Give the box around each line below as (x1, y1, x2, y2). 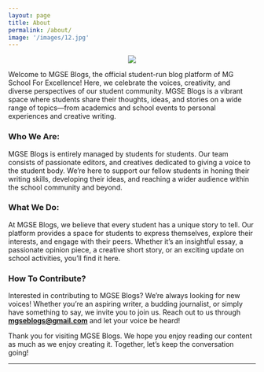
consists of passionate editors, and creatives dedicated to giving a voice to (8, 157, 251, 167)
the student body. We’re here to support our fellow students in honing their (8, 166, 250, 175)
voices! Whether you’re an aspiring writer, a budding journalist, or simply (8, 300, 244, 309)
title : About (8, 19, 51, 27)
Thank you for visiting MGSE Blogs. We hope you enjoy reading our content (8, 331, 253, 341)
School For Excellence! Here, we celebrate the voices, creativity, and (8, 78, 230, 87)
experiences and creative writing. (8, 112, 116, 121)
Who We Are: (8, 131, 60, 142)
